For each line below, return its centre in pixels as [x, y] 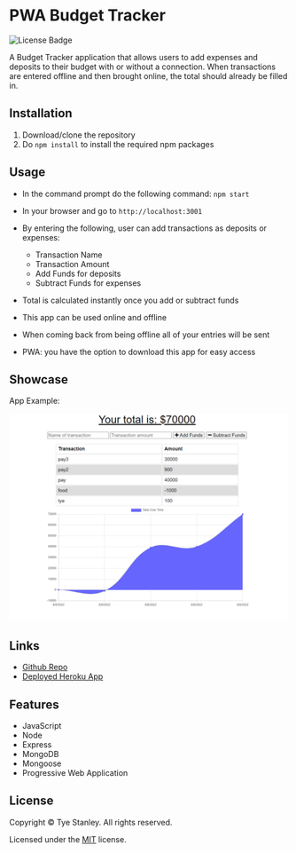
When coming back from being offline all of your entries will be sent [146, 335]
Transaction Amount [72, 264]
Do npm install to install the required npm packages [118, 144]
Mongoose [42, 763]
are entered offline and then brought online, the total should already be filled [148, 75]
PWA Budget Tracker [88, 16]
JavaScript [42, 726]
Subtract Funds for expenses [88, 283]
